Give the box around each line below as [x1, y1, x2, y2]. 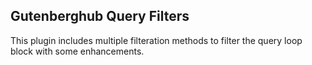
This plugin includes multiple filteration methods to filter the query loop [10, 34, 303, 46]
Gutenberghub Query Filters [10, 8, 190, 25]
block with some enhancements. [10, 45, 145, 57]
